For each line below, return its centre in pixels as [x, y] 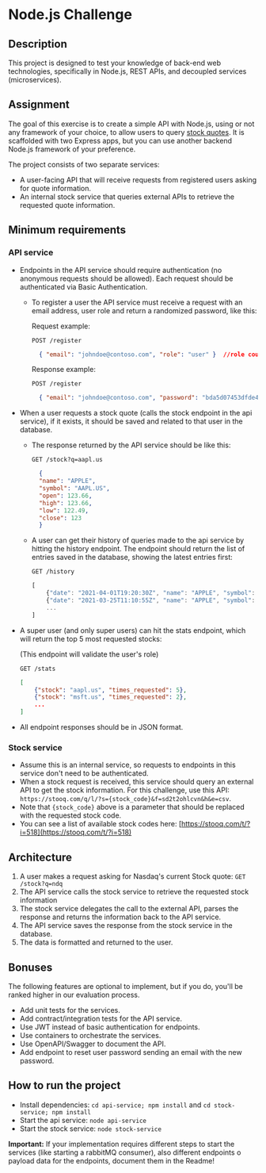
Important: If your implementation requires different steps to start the [122, 1144]
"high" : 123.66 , [65, 503]
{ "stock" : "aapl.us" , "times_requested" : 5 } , [111, 690]
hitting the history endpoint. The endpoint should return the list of [138, 549]
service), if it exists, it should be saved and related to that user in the [131, 421]
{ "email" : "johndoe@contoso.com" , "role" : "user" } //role [142, 355]
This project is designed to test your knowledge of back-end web [115, 63]
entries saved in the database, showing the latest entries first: [132, 558]
